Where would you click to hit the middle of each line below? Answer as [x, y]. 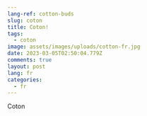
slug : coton [25, 21]
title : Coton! [28, 27]
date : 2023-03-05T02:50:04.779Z [55, 54]
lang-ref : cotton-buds [41, 14]
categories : [25, 80]
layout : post [27, 66]
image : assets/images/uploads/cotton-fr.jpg [74, 47]
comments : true [30, 60]
